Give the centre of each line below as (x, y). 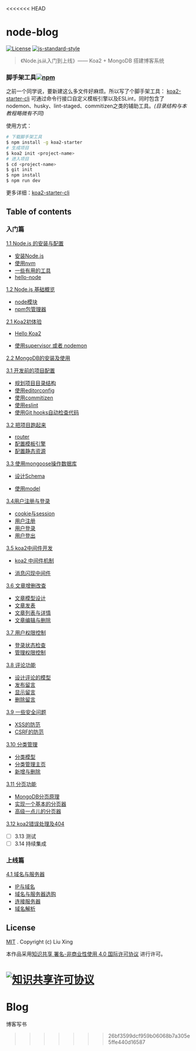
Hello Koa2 (28, 333)
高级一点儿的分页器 (38, 811)
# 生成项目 (18, 148)
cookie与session (35, 513)
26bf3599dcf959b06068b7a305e (149, 1036)
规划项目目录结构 (35, 383)
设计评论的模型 (33, 677)
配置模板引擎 (30, 443)
